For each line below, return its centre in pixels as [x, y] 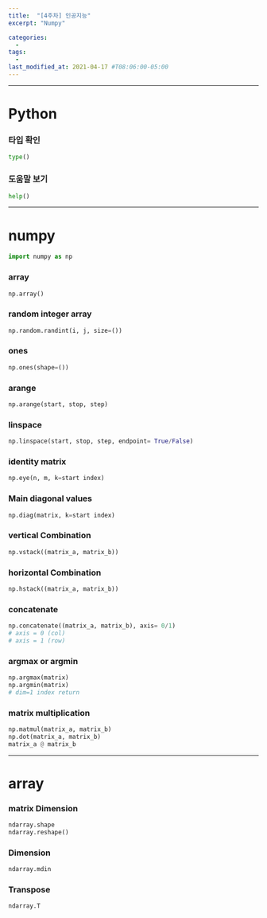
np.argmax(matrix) [39, 678]
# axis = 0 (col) [37, 633]
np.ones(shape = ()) [39, 367]
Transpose [29, 889]
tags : [17, 53]
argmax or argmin [43, 661]
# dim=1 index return [44, 692]
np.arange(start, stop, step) [58, 404]
